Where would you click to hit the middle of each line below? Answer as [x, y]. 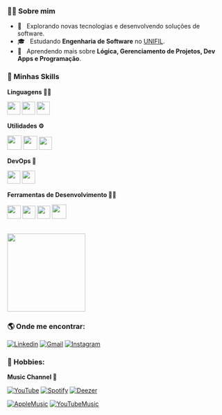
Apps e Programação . [49, 59]
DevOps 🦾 [22, 161]
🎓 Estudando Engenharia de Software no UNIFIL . [91, 42]
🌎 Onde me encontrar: [46, 326]
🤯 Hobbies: [26, 362]
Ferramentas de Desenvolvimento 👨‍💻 [62, 194]
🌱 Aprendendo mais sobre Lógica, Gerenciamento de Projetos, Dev [116, 51]
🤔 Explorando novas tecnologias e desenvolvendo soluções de [109, 26]
